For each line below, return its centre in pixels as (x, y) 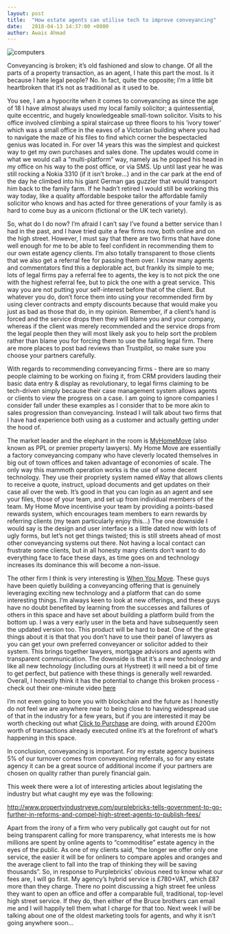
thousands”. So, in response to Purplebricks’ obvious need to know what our (115, 872)
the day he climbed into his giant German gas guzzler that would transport (112, 181)
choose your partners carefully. (51, 356)
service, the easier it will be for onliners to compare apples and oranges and (115, 857)
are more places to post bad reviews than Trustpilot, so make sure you (107, 348)
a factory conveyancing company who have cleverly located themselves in (113, 456)
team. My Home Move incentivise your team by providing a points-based (110, 507)
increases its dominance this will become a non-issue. (84, 565)
